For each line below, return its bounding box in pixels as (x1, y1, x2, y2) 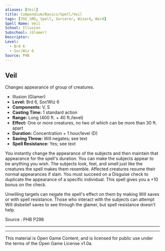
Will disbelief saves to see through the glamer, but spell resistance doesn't (5, 202, 156, 208)
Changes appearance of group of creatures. (5, 84, 94, 90)
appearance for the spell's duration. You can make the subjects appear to (5, 156, 154, 161)
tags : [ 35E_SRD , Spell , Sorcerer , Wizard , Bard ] (5, 16, 107, 21)
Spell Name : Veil (5, 21, 41, 26)
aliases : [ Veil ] (5, 7, 38, 12)
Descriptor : (5, 35, 29, 40)
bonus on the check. (5, 182, 47, 188)
